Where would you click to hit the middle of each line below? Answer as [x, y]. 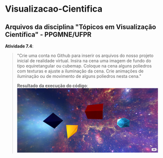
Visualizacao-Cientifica [54, 9]
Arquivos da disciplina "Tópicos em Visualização [81, 27]
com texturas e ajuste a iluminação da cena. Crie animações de [80, 71]
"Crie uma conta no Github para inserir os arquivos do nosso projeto [85, 55]
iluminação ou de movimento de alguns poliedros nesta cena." [79, 76]
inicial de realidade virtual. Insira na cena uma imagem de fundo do [84, 61]
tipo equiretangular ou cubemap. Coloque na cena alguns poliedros [84, 66]
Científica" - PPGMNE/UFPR [48, 34]
